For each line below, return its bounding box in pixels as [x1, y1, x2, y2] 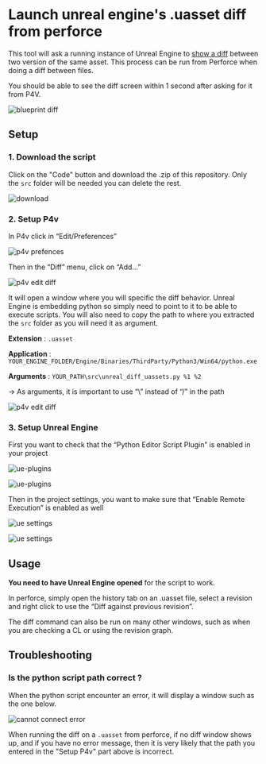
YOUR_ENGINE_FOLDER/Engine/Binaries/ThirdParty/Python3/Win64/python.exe [8, 357, 258, 365]
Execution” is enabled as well [8, 503, 104, 513]
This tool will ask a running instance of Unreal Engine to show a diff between [8, 48, 259, 58]
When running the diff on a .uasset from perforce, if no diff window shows [8, 729, 252, 739]
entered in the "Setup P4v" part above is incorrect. [8, 747, 175, 756]
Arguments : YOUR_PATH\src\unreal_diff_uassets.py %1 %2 [8, 371, 202, 380]
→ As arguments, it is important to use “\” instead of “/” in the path [8, 387, 225, 396]
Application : [8, 349, 52, 358]
